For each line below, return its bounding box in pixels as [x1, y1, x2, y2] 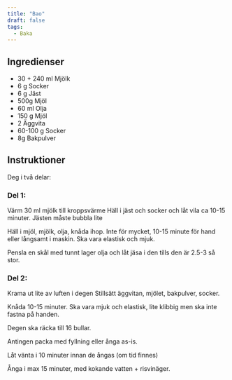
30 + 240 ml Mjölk [17, 74, 71, 83]
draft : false [7, 17, 45, 24]
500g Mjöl [17, 97, 48, 105]
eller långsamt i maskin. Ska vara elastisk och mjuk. [7, 235, 155, 243]
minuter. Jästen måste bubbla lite [7, 214, 103, 222]
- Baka [13, 29, 33, 37]
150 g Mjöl [17, 111, 48, 120]
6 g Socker [17, 82, 50, 90]
